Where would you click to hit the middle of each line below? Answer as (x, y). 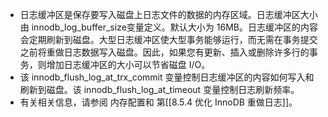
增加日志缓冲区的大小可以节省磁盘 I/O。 (128, 64)
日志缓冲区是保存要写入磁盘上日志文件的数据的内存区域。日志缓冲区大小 (168, 14)
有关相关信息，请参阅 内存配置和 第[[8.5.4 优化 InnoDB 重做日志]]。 (158, 102)
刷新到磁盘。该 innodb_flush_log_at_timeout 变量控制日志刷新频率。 (159, 89)
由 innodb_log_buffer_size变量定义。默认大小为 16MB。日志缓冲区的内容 (168, 27)
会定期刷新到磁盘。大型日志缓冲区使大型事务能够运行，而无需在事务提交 (168, 39)
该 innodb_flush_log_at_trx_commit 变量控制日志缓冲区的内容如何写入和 (167, 77)
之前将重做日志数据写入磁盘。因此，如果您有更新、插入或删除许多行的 (164, 52)
